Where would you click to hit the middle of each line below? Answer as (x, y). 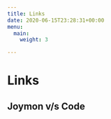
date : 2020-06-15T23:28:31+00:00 (56, 20)
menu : (15, 27)
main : (22, 33)
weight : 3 (34, 40)
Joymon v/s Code (46, 106)
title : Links (26, 14)
